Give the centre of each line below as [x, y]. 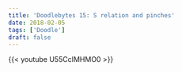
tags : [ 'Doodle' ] [37, 30]
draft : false [30, 37]
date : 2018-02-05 [37, 23]
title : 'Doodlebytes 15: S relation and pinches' [92, 15]
